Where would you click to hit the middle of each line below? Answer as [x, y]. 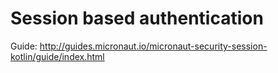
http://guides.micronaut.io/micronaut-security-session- [153, 46]
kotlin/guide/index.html [57, 56]
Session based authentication [137, 18]
